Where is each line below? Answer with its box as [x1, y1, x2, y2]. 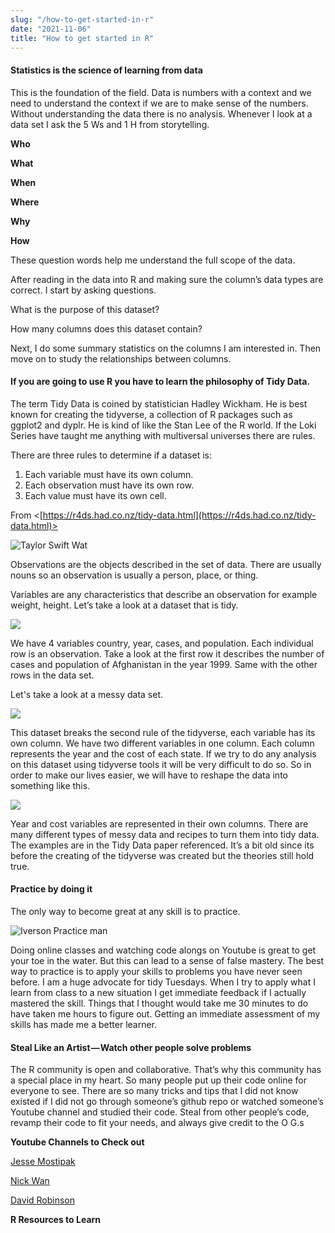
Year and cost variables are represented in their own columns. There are [10, 817, 309, 830]
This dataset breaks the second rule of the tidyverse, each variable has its [10, 726, 316, 738]
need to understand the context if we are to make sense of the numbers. [10, 97, 309, 109]
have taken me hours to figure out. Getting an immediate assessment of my [10, 1007, 321, 1020]
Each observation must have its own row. [24, 479, 195, 491]
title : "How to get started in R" [10, 33, 155, 43]
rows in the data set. [10, 669, 95, 681]
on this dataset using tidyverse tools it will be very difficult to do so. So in [10, 758, 312, 770]
